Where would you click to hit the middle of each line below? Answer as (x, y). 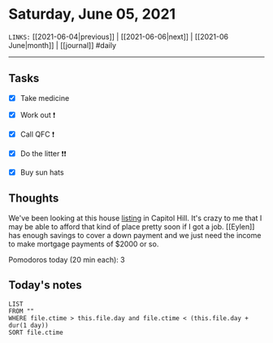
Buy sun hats (42, 172)
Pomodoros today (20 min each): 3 (67, 259)
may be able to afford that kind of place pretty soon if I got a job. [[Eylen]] (132, 226)
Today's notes (45, 285)
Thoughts (34, 199)
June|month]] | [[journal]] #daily (62, 45)
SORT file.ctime (36, 332)
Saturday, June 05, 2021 (92, 14)
